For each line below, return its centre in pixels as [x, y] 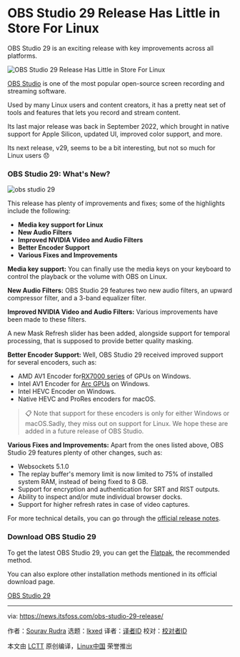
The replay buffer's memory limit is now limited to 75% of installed [115, 474]
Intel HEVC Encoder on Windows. [67, 392]
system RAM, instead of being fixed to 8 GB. [83, 482]
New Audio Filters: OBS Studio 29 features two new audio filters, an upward [120, 290]
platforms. [22, 56]
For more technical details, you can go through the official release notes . [114, 518]
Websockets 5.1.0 [43, 467]
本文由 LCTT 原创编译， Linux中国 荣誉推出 [70, 646]
